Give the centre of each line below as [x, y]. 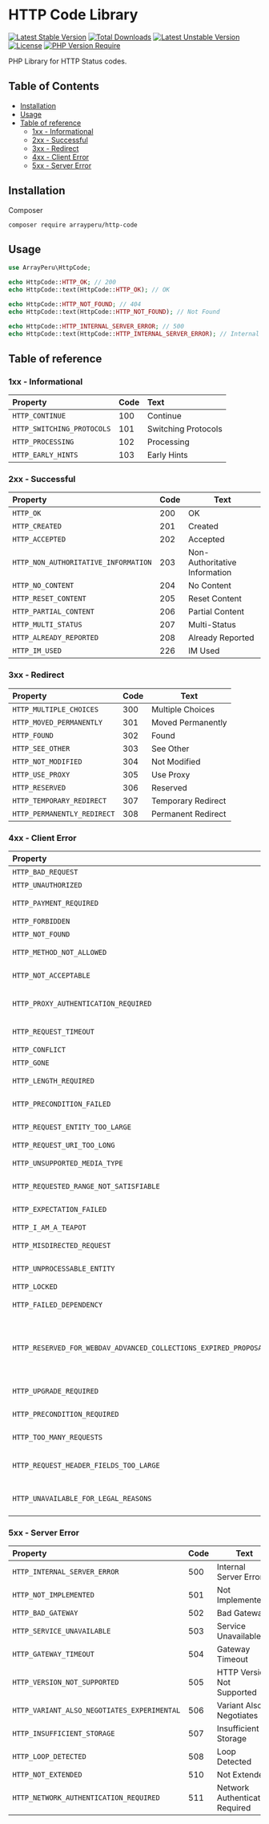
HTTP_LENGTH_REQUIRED [53, 1081]
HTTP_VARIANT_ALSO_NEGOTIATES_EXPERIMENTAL [96, 1711]
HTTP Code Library [73, 15]
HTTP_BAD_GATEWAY [45, 1613]
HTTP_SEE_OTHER [41, 748]
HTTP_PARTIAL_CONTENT [53, 612]
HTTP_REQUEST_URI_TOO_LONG [64, 1145]
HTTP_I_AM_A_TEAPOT [49, 1228]
